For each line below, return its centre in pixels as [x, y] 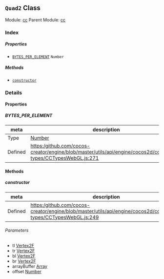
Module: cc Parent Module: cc [35, 20]
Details [14, 92]
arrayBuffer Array [30, 266]
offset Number [27, 271]
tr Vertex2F [23, 251]
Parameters [17, 230]
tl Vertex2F [23, 245]
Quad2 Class [23, 8]
